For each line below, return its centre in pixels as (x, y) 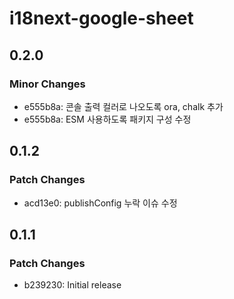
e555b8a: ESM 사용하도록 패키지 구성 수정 (107, 119)
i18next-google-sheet (101, 18)
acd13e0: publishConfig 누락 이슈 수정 (100, 203)
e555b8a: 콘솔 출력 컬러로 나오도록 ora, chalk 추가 (123, 106)
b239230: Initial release (72, 285)
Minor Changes (47, 84)
